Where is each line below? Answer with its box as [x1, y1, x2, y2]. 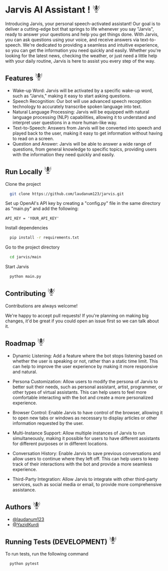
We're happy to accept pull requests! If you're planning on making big [5, 312, 149, 318]
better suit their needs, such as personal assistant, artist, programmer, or [12, 384, 163, 390]
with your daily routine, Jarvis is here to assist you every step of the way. [5, 58, 155, 64]
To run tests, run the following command [5, 551, 88, 557]
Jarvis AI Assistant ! [5, 4, 91, 16]
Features [5, 74, 33, 83]
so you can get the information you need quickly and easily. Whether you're [5, 47, 161, 53]
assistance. [12, 487, 36, 493]
